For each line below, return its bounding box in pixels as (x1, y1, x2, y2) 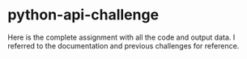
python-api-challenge (7, 6, 160, 24)
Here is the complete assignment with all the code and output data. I (7, 32, 236, 42)
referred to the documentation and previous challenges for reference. (7, 40, 240, 50)
